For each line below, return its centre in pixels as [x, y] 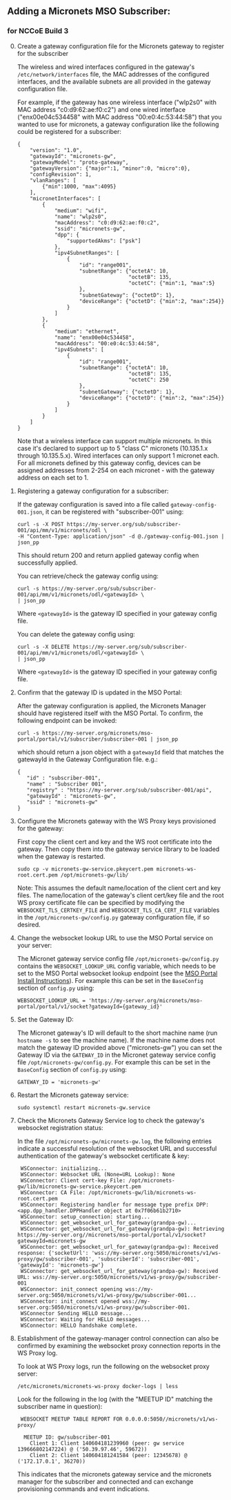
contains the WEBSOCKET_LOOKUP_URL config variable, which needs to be [116, 966]
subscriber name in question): [60, 1406]
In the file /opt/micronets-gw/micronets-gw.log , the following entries [114, 1141]
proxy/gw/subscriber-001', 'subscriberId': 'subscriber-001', [108, 1259]
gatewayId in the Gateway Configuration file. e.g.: [88, 759]
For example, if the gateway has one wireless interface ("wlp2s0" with [117, 102]
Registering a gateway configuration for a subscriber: [93, 491]
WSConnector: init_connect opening [71, 1289]
